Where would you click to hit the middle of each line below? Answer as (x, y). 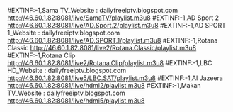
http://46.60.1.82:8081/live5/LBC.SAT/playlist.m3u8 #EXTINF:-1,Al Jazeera (115, 78)
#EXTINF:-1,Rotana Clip (41, 55)
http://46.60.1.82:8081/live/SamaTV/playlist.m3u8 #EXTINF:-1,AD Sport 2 (113, 18)
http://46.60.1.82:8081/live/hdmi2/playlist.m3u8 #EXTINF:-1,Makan (104, 85)
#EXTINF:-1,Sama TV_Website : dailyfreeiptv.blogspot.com (93, 10)
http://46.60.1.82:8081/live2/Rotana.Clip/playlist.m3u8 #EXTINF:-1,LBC (110, 63)
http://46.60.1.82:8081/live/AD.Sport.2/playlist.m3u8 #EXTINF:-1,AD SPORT (117, 25)
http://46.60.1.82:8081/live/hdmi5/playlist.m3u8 (76, 101)
